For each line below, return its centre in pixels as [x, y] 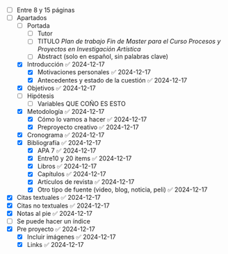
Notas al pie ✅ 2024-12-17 [55, 213]
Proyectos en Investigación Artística [89, 49]
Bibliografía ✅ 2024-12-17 [64, 143]
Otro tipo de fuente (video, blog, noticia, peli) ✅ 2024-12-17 [122, 189]
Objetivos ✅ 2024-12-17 [61, 88]
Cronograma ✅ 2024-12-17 [66, 135]
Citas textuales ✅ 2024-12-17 [59, 198]
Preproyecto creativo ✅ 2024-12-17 [88, 127]
